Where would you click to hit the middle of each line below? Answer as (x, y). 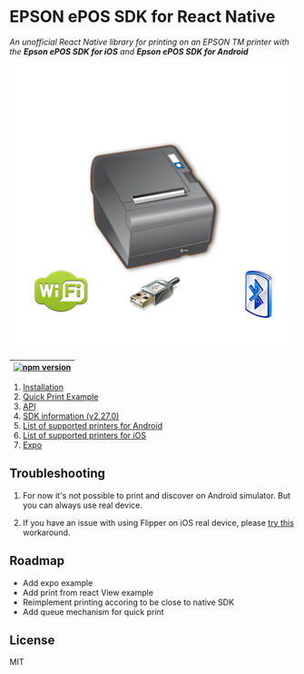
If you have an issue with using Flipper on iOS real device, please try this (158, 522)
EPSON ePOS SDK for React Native (142, 17)
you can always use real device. (82, 505)
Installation (43, 387)
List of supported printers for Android (93, 425)
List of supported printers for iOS (84, 435)
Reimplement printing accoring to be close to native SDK (128, 602)
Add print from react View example (88, 592)
